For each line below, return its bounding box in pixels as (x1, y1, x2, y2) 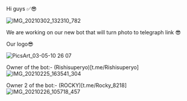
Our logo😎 (6, 40, 34, 47)
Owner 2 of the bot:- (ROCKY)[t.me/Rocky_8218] (6, 82, 127, 89)
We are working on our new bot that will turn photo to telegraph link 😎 (6, 29, 181, 35)
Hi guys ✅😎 (6, 5, 37, 12)
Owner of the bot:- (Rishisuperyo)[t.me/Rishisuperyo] (6, 64, 139, 71)
